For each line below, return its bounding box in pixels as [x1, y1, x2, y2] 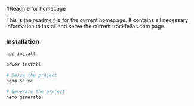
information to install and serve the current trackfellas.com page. [6, 23, 166, 30]
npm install [6, 51, 36, 57]
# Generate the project [6, 88, 66, 94]
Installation [6, 37, 40, 46]
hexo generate [6, 94, 42, 100]
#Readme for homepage [6, 5, 66, 12]
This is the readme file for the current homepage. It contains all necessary [6, 17, 189, 23]
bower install [6, 62, 42, 68]
